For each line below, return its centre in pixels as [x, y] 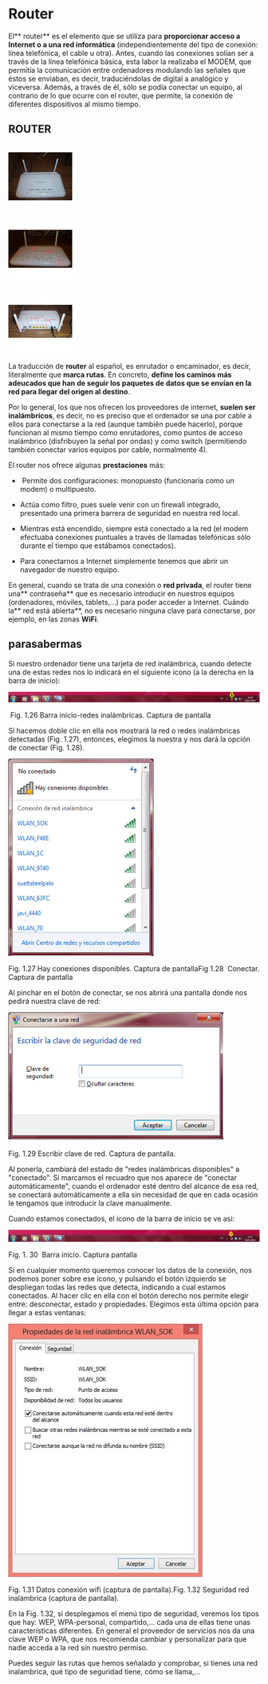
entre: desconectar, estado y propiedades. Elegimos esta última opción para [134, 1304]
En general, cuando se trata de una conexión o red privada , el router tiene [130, 585]
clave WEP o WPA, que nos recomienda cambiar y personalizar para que [128, 1639]
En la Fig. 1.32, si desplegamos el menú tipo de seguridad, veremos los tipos [134, 1614]
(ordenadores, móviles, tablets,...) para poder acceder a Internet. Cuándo [129, 602]
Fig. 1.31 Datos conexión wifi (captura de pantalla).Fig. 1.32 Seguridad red [129, 1590]
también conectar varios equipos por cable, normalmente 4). [108, 450]
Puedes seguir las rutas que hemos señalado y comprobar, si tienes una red [133, 1663]
